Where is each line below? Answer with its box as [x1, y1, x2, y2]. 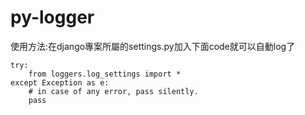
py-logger [10, 6, 95, 29]
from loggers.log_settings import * [28, 69, 182, 79]
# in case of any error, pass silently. [28, 86, 199, 96]
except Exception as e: [10, 77, 110, 88]
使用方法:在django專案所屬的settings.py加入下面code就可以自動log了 [10, 40, 296, 52]
